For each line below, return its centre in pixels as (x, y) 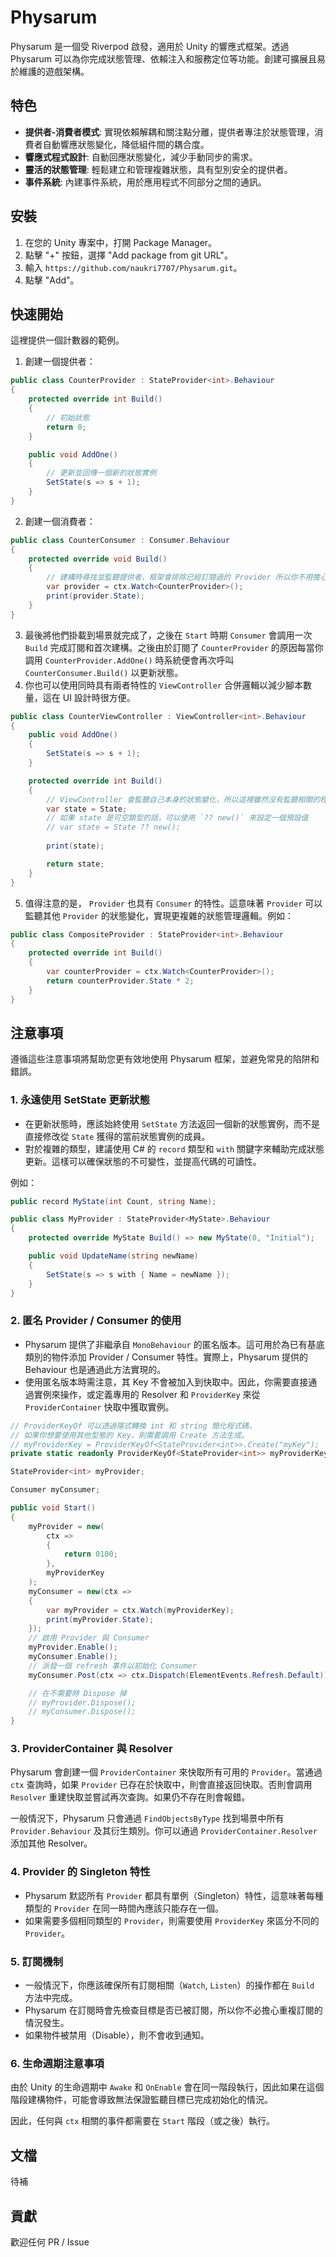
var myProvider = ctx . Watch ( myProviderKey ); (140, 1610)
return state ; (75, 864)
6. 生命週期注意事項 (57, 2063)
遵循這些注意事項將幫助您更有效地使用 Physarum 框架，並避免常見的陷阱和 (165, 1059)
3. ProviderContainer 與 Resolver (91, 1749)
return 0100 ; (90, 1554)
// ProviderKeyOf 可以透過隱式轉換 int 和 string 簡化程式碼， (133, 1426)
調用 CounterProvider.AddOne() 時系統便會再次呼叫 (129, 660)
